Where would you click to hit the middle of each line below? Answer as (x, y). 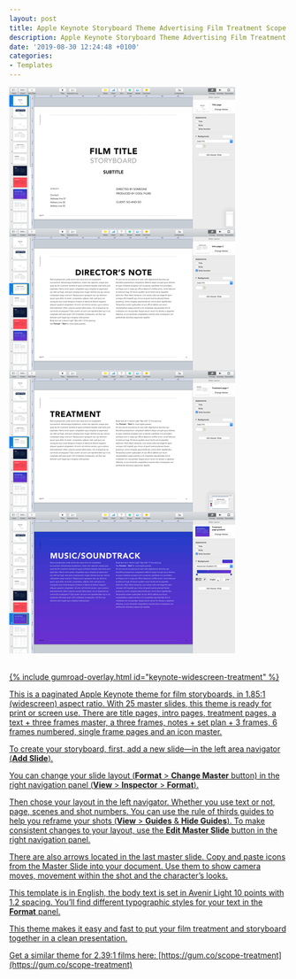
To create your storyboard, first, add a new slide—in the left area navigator (145, 749)
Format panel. (35, 911)
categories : (31, 56)
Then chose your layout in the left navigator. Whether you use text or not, (142, 802)
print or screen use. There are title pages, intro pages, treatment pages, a (143, 713)
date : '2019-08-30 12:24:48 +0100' (75, 47)
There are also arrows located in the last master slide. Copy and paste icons (148, 857)
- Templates (31, 66)
